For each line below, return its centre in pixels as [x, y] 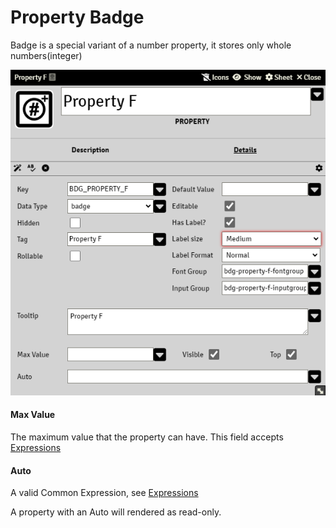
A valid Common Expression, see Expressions [104, 493]
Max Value [33, 415]
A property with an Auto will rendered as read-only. [116, 512]
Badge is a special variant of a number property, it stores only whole [151, 45]
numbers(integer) [46, 55]
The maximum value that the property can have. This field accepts [147, 437]
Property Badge [77, 17]
